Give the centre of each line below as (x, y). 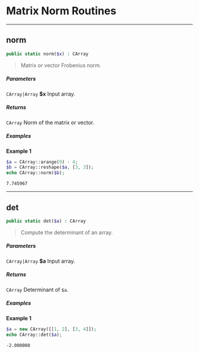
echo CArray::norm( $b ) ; (36, 173)
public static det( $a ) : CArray (46, 221)
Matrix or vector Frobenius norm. (61, 65)
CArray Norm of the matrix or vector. (50, 122)
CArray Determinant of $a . (37, 289)
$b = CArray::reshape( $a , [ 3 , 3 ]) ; (50, 168)
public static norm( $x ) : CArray (47, 54)
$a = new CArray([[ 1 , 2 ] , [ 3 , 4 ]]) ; (51, 329)
